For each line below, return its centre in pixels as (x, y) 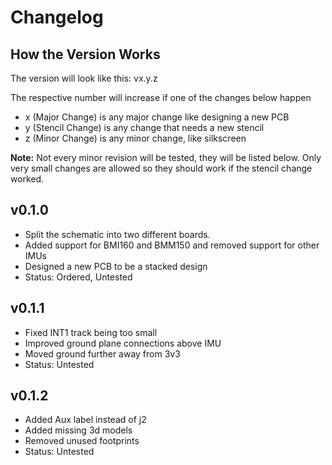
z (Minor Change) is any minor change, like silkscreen (135, 138)
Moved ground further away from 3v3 (102, 353)
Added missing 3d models (78, 430)
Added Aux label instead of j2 (85, 420)
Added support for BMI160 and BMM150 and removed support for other (172, 245)
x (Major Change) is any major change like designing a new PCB (157, 117)
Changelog (57, 17)
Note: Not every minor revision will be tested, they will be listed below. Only (166, 157)
